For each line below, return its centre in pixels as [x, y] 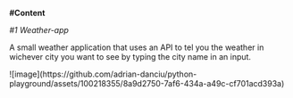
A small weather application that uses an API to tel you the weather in [137, 47]
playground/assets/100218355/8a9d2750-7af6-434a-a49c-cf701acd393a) [147, 83]
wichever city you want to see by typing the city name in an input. [130, 57]
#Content [27, 13]
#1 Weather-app [39, 30]
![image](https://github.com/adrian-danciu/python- [103, 74]
